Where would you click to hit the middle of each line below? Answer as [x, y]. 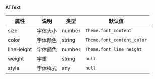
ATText [13, 7]
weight [16, 59]
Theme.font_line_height [114, 50]
